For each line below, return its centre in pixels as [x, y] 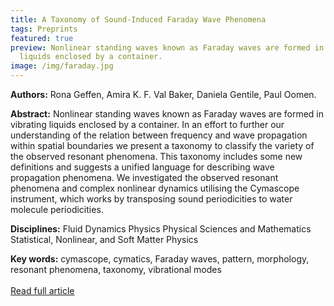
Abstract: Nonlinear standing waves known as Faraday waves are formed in [167, 114]
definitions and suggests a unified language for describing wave [142, 167]
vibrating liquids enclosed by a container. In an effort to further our [147, 124]
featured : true [42, 38]
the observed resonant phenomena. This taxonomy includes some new [156, 156]
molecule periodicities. [57, 209]
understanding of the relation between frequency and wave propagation [159, 135]
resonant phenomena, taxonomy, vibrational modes [116, 269]
